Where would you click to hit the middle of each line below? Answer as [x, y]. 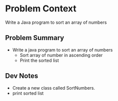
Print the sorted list [39, 60]
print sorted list [28, 93]
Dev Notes [22, 76]
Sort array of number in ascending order [61, 55]
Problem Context [41, 9]
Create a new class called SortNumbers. [54, 88]
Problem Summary [35, 38]
